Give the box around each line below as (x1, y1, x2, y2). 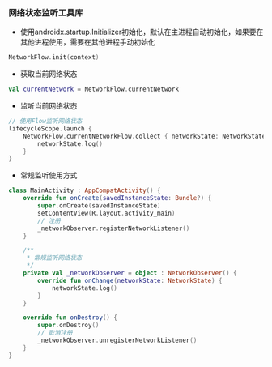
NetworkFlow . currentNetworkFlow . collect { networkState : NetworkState (23, 132, 266, 140)
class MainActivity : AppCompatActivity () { (8, 186, 161, 195)
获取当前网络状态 (19, 69, 78, 79)
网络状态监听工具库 (8, 6, 83, 18)
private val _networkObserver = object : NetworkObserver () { (23, 269, 237, 277)
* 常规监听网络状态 (26, 254, 83, 262)
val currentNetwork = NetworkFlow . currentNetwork (8, 85, 180, 94)
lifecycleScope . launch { (8, 124, 92, 133)
